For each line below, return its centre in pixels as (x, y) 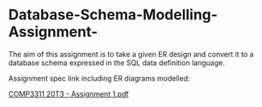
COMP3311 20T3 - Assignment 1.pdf (69, 93)
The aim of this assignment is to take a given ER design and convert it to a (131, 54)
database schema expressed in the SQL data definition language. (117, 63)
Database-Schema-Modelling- (113, 15)
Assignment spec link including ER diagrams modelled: (100, 78)
